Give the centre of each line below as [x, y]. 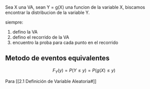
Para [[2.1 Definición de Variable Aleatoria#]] [51, 81]
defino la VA [25, 32]
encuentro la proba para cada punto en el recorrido [65, 42]
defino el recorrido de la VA [41, 37]
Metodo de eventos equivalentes [57, 58]
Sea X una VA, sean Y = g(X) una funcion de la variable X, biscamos [75, 7]
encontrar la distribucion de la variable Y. [47, 12]
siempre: [14, 22]
